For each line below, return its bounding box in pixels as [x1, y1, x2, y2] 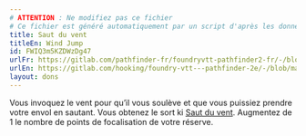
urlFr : [9, 55, 35, 64]
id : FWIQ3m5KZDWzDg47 [9, 47, 92, 56]
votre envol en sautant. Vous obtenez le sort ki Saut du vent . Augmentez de [9, 106, 293, 118]
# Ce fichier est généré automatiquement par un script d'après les [9, 22, 275, 31]
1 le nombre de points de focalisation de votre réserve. [9, 116, 214, 127]
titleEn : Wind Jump [9, 38, 84, 48]
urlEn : [9, 64, 35, 73]
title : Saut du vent [9, 30, 88, 39]
